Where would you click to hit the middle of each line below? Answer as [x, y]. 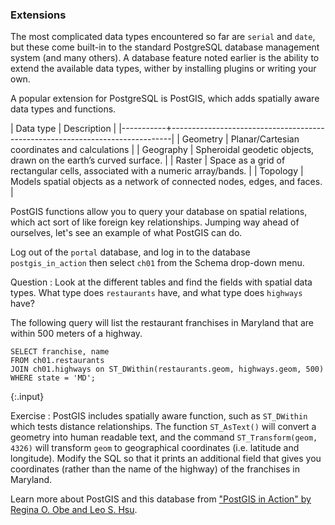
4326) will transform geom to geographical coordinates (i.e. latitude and [155, 448]
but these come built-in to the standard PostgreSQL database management [165, 47]
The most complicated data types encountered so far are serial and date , [163, 37]
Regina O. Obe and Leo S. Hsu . [74, 510]
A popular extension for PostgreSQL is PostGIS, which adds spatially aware [165, 99]
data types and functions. [63, 109]
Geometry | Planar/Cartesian [240, 139]
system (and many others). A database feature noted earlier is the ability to [165, 58]
